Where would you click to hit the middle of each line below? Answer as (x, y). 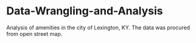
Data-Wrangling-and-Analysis (85, 11)
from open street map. (34, 33)
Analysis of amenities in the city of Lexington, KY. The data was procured (98, 27)
